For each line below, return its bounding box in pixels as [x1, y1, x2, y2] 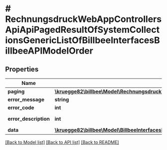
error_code [7, 104, 35, 111]
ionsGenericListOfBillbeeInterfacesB [5, 35, 160, 46]
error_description [7, 115, 50, 122]
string [54, 96, 70, 103]
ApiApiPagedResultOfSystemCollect [5, 24, 160, 35]
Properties [5, 65, 39, 74]
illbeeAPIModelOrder [5, 45, 93, 57]
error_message [7, 96, 45, 103]
